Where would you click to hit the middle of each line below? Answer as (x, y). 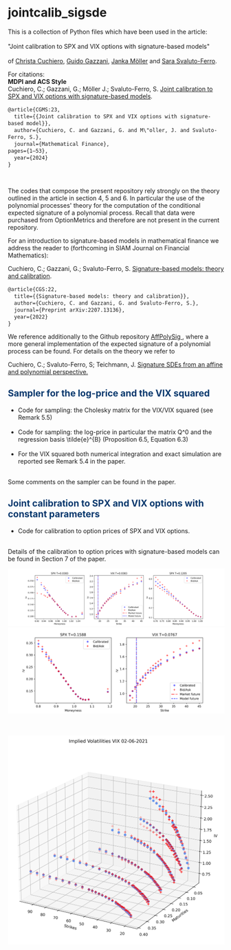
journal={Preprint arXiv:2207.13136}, (70, 310)
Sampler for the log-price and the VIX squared (109, 393)
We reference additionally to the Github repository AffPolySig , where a (108, 336)
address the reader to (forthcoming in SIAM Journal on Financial (99, 248)
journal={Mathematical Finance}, (62, 144)
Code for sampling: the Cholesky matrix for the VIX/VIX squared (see (115, 410)
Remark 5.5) (35, 417)
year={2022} (31, 317)
